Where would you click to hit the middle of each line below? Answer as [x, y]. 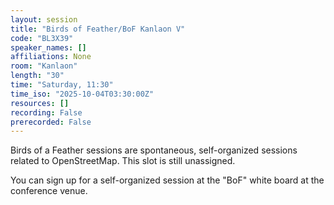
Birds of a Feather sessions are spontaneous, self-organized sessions [154, 150]
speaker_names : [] [48, 47]
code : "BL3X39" [42, 38]
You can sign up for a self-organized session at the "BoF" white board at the [167, 180]
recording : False [46, 112]
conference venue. [49, 191]
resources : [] [40, 103]
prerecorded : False [51, 122]
